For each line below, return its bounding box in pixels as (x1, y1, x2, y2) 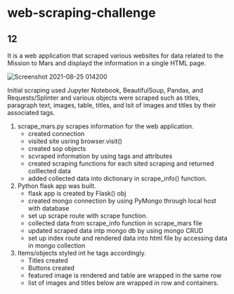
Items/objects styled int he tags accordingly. (17, 249, 146, 257)
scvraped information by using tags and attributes (27, 152, 173, 160)
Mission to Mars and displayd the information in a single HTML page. (7, 59, 207, 67)
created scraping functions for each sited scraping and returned (27, 159, 214, 168)
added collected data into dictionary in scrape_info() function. (27, 174, 207, 182)
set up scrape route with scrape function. (27, 212, 148, 220)
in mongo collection (27, 241, 86, 250)
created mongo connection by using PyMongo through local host (27, 196, 216, 205)
